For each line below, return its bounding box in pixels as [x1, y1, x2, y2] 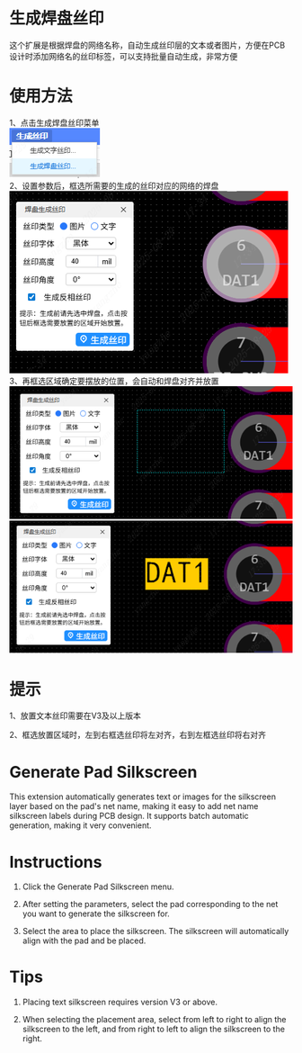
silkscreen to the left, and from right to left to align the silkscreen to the [22, 1023, 286, 1035]
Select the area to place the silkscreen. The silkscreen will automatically [22, 926, 289, 937]
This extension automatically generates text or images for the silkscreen [9, 791, 277, 802]
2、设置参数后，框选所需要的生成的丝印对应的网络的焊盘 [9, 180, 219, 191]
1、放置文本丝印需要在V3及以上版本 [9, 710, 142, 721]
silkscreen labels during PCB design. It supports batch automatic [9, 811, 249, 822]
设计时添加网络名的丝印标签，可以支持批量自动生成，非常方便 [9, 50, 238, 61]
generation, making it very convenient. [9, 820, 152, 831]
